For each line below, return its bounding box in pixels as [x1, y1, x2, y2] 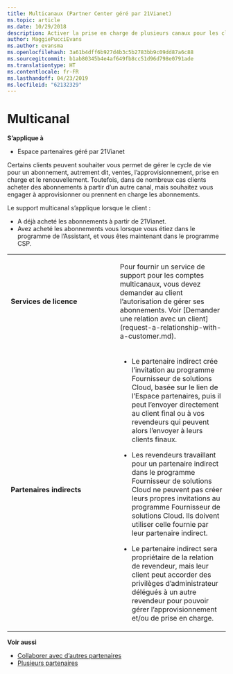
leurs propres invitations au [131, 494, 221, 503]
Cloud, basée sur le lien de [131, 382, 218, 392]
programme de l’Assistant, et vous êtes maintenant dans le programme [17, 232, 220, 240]
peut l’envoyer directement [131, 400, 219, 410]
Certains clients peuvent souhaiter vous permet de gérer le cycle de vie [7, 161, 212, 169]
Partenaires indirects [10, 485, 82, 495]
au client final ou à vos [131, 409, 205, 419]
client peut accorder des [131, 570, 212, 580]
